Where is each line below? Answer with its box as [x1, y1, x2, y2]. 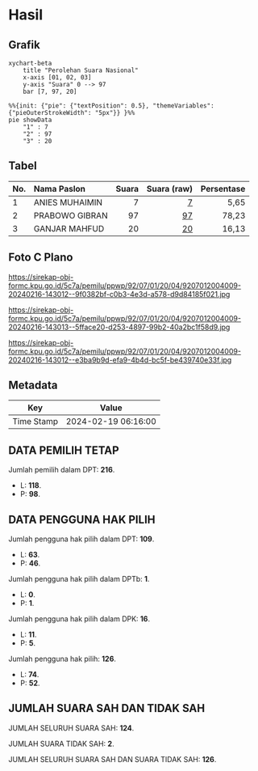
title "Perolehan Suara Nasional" [23, 66, 139, 74]
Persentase [200, 183, 246, 194]
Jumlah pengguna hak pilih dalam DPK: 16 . [8, 614, 151, 624]
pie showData [8, 116, 52, 124]
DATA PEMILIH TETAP [8, 443, 119, 457]
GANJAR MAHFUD [33, 222, 105, 234]
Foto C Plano [8, 251, 73, 265]
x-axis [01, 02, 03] [23, 74, 92, 82]
